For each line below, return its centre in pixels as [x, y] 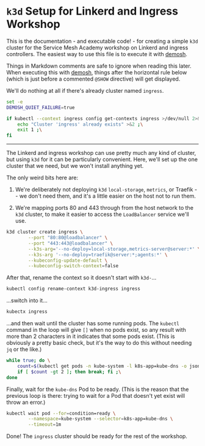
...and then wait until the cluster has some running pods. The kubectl [93, 323]
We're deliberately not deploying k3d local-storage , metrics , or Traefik [104, 190]
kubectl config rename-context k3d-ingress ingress [73, 289]
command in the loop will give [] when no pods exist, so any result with [96, 330]
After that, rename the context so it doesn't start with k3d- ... [81, 278]
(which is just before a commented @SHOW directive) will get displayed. [93, 79]
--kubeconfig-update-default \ [68, 261]
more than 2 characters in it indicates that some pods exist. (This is [91, 336]
